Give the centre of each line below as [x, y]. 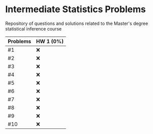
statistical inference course [34, 28]
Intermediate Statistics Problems [75, 9]
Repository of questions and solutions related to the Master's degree [77, 23]
